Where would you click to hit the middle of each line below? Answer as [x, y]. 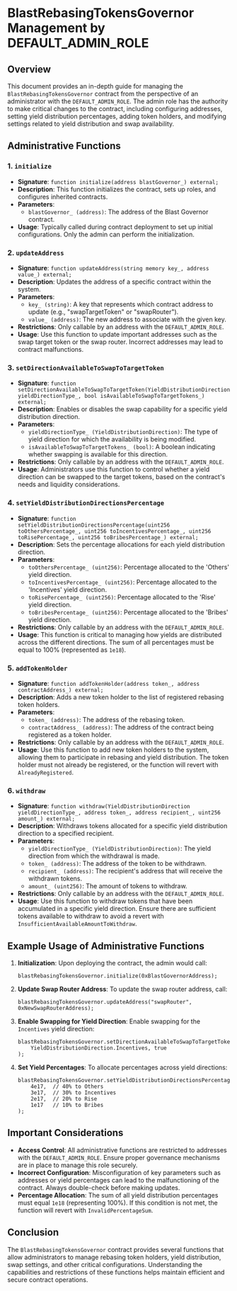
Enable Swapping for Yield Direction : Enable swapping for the [109, 1021]
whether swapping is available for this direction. [98, 454]
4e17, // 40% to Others [67, 1086]
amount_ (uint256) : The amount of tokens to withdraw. [108, 886]
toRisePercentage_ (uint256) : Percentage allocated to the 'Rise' [122, 597]
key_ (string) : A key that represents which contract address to [121, 304]
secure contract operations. [48, 1280]
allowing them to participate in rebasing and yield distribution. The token [123, 757]
